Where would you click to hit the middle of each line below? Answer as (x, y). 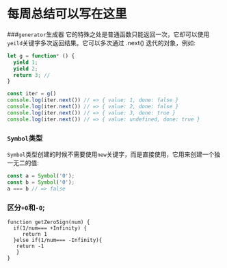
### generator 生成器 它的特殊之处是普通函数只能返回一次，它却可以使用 (108, 34)
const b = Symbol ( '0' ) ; (41, 182)
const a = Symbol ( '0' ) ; (41, 175)
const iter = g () (32, 94)
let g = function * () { (41, 56)
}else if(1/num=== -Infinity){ (58, 240)
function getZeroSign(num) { (49, 222)
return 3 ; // (32, 75)
